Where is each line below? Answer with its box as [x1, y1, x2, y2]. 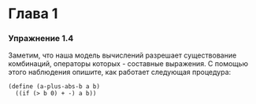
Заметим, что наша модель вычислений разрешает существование [8, 50, 237, 60]
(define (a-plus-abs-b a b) [8, 83, 101, 91]
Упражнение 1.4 [8, 33, 74, 44]
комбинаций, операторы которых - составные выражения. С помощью [8, 59, 248, 69]
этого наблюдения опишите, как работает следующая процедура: [8, 68, 232, 77]
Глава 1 [8, 5, 58, 23]
